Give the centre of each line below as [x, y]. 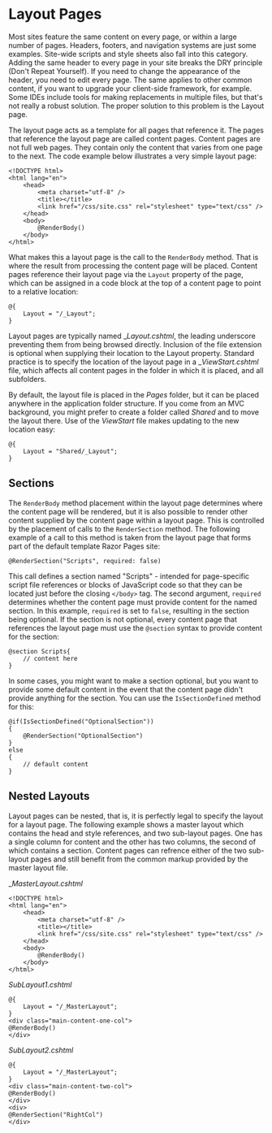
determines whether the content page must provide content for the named [133, 601]
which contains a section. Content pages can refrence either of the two [128, 850]
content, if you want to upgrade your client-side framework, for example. [130, 88]
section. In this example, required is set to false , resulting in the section [129, 610]
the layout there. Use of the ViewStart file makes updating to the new [124, 420]
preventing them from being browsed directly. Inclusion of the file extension [135, 344]
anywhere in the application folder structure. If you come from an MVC [127, 403]
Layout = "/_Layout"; [59, 314]
